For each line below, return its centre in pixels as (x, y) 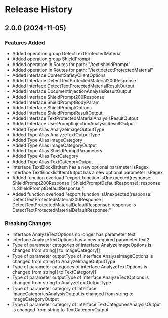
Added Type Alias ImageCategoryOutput (54, 145)
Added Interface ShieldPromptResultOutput (57, 113)
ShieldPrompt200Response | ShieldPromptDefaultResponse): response (86, 183)
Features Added (25, 43)
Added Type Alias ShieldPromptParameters (57, 150)
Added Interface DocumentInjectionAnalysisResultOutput (72, 91)
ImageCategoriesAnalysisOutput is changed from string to (73, 294)
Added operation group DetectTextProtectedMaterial (67, 53)
